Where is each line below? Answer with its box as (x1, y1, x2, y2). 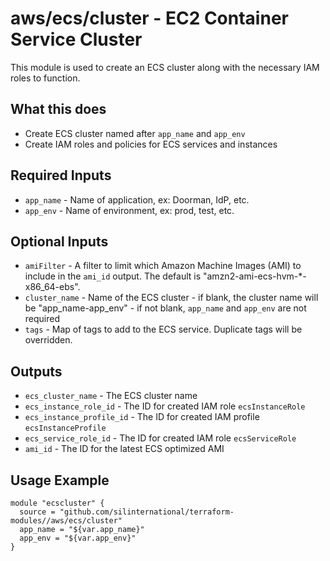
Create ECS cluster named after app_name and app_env (24, 127, 246, 139)
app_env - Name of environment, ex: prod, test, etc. (24, 204, 235, 216)
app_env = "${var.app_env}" (19, 533, 137, 543)
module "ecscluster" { (10, 498, 105, 508)
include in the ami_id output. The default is (24, 270, 202, 282)
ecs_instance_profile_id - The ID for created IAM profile (24, 411, 260, 423)
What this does (10, 101, 107, 118)
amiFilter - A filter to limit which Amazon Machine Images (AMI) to (24, 260, 302, 272)
